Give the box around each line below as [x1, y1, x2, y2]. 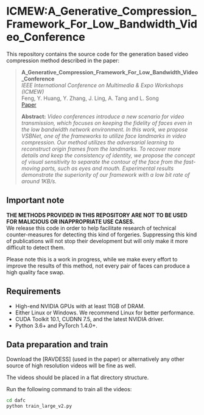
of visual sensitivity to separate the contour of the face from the [21, 158, 183, 165]
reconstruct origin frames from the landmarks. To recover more [21, 145, 181, 152]
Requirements [6, 286, 61, 297]
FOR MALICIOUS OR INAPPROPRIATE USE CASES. [6, 218, 135, 225]
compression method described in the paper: [6, 57, 120, 64]
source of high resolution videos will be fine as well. [6, 362, 136, 369]
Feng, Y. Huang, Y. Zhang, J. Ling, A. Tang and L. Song [21, 94, 160, 102]
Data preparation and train [6, 339, 108, 350]
